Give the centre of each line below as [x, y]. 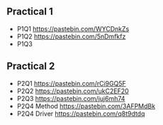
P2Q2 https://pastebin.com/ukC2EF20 [73, 91]
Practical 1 [30, 12]
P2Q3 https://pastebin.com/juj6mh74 [71, 98]
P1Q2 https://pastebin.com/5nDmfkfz [71, 36]
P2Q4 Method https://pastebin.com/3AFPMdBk [86, 106]
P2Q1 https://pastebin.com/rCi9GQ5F [71, 83]
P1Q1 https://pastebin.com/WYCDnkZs [73, 28]
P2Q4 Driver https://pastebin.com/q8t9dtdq [81, 114]
